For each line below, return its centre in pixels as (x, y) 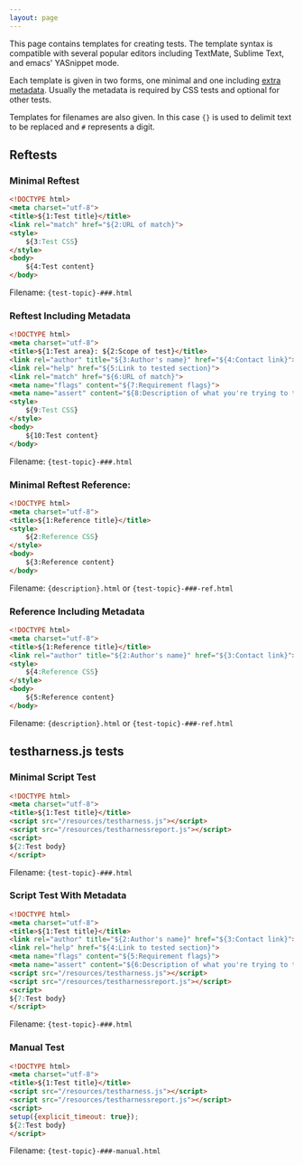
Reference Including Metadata (77, 611)
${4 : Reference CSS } (62, 672)
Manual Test (37, 1047)
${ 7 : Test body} (38, 999)
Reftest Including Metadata (70, 316)
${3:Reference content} (70, 563)
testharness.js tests (67, 752)
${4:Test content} (60, 267)
